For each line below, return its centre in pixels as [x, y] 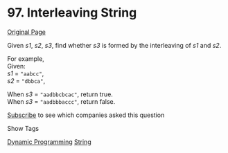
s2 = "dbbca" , [26, 80]
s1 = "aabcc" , [26, 73]
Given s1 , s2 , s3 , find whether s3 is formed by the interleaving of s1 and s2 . [114, 45]
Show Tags [23, 128]
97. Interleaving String [72, 13]
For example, [26, 58]
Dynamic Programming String [49, 142]
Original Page [27, 32]
